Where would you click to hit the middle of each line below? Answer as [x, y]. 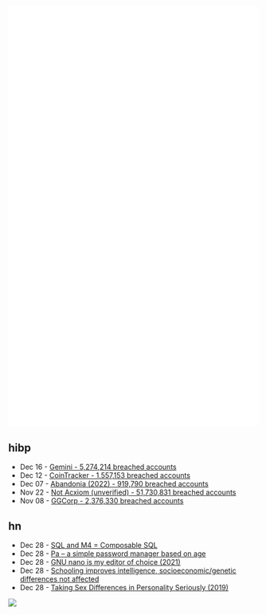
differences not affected [59, 579]
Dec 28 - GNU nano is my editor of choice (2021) [100, 562]
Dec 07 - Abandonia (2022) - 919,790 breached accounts [114, 484]
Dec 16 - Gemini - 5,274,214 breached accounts [98, 467]
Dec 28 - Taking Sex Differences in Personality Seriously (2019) [124, 588]
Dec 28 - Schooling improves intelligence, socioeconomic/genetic [128, 571]
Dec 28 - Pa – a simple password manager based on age [113, 554]
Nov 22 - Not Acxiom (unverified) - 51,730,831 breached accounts [128, 492]
